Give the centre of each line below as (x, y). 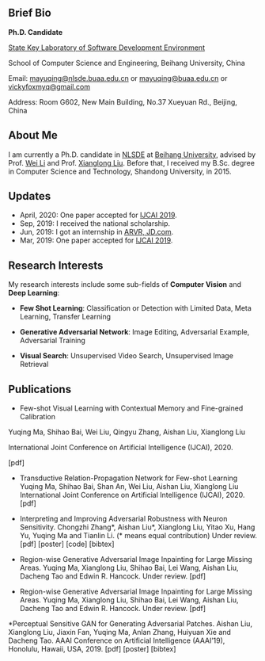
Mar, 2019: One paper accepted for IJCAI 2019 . (96, 240)
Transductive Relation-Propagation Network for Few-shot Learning (129, 478)
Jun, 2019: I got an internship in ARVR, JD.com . (97, 232)
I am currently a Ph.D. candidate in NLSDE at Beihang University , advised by (132, 155)
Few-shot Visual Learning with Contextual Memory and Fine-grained (131, 408)
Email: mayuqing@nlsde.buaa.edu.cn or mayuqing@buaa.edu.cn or (118, 78)
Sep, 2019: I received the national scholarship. (95, 224)
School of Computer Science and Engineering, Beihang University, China (127, 63)
